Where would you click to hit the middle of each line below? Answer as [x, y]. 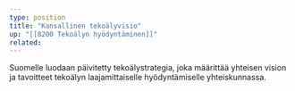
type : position [38, 17]
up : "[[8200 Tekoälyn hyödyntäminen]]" [84, 34]
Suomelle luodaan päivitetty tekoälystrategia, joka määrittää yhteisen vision [148, 68]
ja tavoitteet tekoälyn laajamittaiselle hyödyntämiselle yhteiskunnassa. [138, 78]
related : [25, 42]
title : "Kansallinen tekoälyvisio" [76, 26]
